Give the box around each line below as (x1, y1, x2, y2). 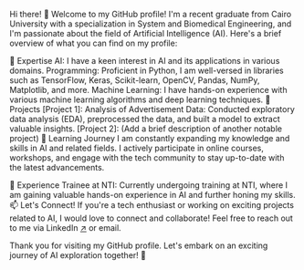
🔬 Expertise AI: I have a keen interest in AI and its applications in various (9, 56, 280, 66)
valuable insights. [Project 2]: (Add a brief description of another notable (9, 123, 283, 134)
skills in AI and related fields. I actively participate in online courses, (9, 142, 265, 153)
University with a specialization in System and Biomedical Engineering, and (9, 18, 292, 29)
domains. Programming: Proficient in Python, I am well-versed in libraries (9, 65, 285, 76)
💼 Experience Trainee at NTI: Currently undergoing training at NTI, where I (9, 180, 288, 191)
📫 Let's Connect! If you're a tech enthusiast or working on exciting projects (9, 200, 295, 210)
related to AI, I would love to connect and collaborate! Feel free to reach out (9, 213, 294, 223)
